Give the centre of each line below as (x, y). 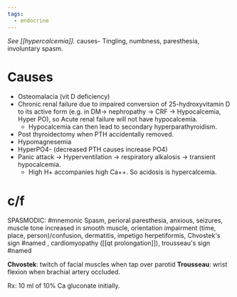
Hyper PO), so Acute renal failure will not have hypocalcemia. (107, 119)
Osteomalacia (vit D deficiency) (64, 97)
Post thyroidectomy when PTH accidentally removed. (96, 134)
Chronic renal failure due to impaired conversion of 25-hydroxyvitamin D (124, 104)
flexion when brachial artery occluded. (64, 272)
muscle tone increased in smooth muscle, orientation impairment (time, (112, 228)
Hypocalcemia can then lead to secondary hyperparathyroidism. (122, 127)
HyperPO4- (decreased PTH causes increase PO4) (93, 149)
